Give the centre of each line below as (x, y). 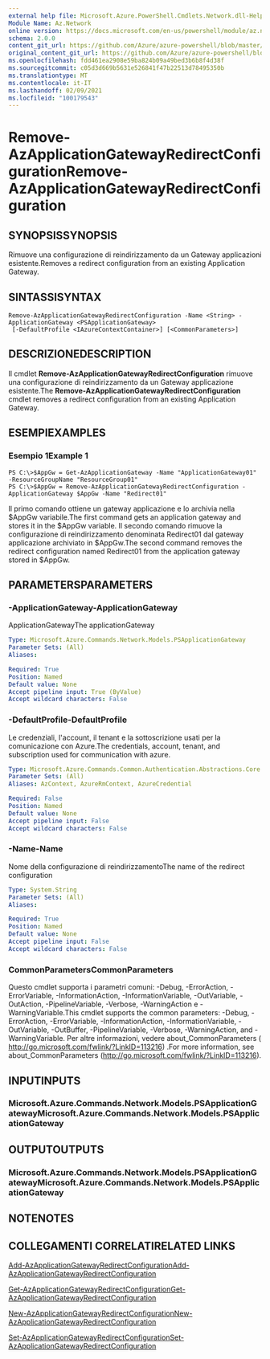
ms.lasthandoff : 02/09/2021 (55, 90)
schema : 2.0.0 (32, 38)
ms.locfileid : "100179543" (53, 98)
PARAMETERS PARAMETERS (81, 584)
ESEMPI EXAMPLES (57, 433)
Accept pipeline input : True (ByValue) (75, 692)
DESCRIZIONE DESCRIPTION (80, 354)
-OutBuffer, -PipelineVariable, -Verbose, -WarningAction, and (152, 1030)
